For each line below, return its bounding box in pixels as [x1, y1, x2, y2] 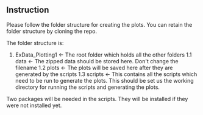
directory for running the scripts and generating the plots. [15, 83, 160, 91]
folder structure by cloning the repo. [6, 27, 98, 35]
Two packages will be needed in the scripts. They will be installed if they [6, 95, 188, 102]
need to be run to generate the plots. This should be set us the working [15, 77, 194, 84]
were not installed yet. [6, 102, 62, 109]
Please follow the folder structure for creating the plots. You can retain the [6, 21, 193, 28]
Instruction [6, 5, 49, 15]
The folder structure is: [6, 39, 64, 46]
